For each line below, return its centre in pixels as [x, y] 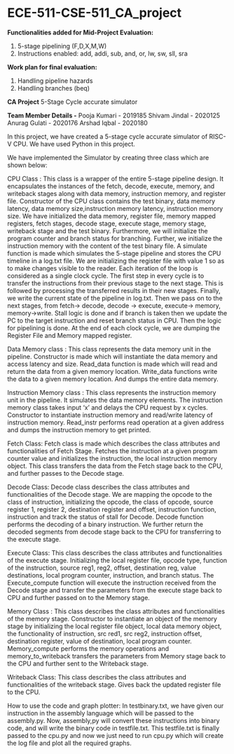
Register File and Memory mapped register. [70, 335]
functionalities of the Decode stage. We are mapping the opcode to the [110, 494]
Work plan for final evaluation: [52, 67]
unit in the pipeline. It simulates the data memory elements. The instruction [115, 400]
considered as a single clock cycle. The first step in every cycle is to [106, 275]
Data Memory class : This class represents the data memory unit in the [109, 349]
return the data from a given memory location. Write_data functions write [112, 371]
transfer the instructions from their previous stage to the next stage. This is [116, 283]
